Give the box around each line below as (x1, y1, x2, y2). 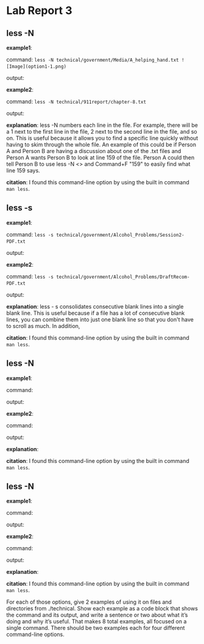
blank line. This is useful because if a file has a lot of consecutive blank (6, 309, 185, 317)
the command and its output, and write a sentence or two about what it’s (6, 611, 188, 619)
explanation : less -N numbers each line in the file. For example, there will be (6, 121, 198, 129)
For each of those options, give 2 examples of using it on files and (6, 598, 172, 606)
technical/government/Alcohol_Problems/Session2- (55, 232, 185, 238)
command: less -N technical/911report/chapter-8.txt (6, 98, 147, 105)
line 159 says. (6, 167, 41, 174)
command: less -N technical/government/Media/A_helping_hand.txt (6, 56, 180, 63)
